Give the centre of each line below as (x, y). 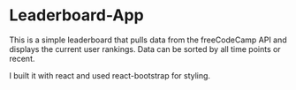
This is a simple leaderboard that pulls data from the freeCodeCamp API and (148, 40)
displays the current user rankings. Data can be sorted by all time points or (145, 49)
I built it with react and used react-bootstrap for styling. (110, 75)
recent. (22, 58)
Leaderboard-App (76, 15)
